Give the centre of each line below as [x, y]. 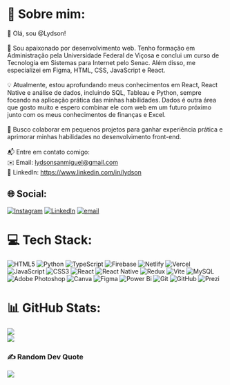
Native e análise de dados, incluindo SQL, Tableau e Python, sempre [104, 92]
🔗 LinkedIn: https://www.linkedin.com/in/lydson [74, 172]
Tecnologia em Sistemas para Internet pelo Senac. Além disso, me [101, 62]
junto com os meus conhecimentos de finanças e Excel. [86, 114]
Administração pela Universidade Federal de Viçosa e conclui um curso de [113, 55]
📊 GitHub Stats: [54, 308]
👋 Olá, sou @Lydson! [37, 33]
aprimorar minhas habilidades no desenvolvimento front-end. [94, 136]
